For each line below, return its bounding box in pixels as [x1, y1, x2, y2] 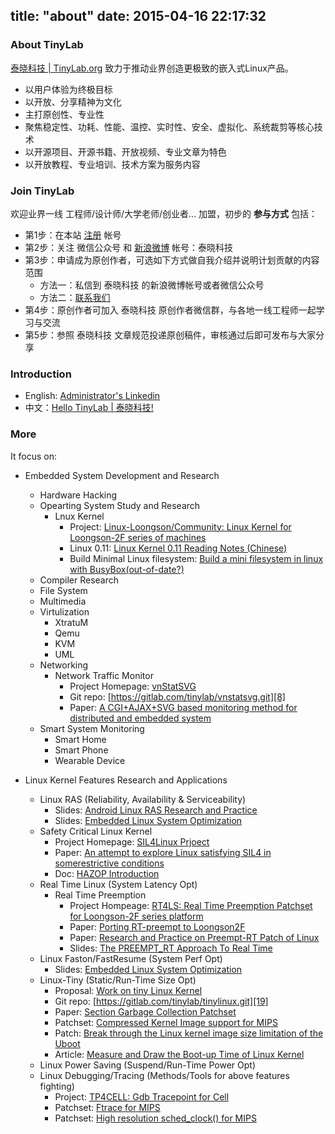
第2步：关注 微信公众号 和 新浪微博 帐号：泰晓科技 [24, 241, 234, 253]
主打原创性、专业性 [24, 108, 105, 120]
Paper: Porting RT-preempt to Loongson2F [69, 920, 246, 933]
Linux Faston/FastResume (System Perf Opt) [39, 952, 223, 964]
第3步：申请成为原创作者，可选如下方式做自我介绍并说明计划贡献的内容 [24, 254, 320, 266]
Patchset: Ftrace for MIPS [54, 1101, 161, 1113]
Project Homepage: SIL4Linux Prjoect [54, 835, 210, 848]
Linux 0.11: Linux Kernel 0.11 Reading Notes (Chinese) [69, 542, 288, 554]
